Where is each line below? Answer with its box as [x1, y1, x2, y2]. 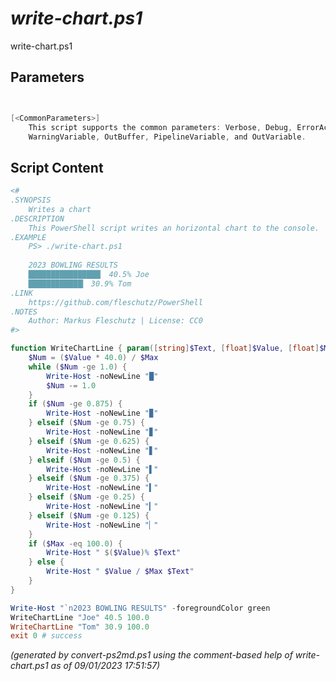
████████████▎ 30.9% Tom [28, 278, 132, 289]
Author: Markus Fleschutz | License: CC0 [28, 316, 203, 326]
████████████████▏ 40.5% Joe [28, 270, 150, 280]
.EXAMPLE [10, 232, 47, 242]
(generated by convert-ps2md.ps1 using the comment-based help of [10, 649, 293, 661]
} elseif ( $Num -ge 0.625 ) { [28, 436, 150, 446]
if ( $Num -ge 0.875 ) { [28, 399, 123, 409]
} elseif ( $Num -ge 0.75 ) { [28, 418, 145, 428]
